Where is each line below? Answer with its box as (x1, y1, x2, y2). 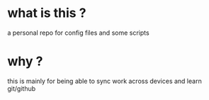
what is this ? (7, 5, 86, 21)
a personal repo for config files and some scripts (7, 28, 150, 37)
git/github (7, 84, 36, 93)
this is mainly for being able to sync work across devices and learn (7, 77, 202, 85)
